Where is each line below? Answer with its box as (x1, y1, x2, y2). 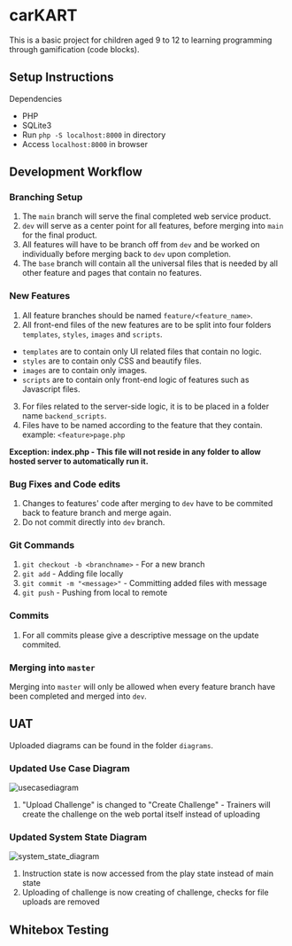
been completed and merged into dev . (9, 691, 148, 701)
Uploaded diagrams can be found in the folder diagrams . (9, 739, 214, 750)
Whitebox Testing (9, 922, 109, 937)
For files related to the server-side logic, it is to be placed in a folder (21, 401, 270, 411)
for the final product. (21, 230, 97, 240)
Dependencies (9, 93, 63, 104)
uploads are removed (21, 896, 100, 907)
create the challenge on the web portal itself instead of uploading (21, 809, 261, 820)
